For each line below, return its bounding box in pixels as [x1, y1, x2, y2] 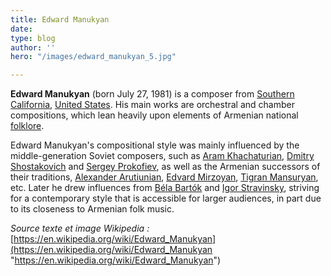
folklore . [10, 120, 45, 132]
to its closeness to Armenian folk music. [10, 203, 175, 215]
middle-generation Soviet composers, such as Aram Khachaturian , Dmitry [10, 150, 315, 162]
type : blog [10, 33, 56, 43]
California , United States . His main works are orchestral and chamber [10, 99, 295, 111]
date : [10, 24, 33, 34]
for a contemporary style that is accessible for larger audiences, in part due [10, 192, 322, 205]
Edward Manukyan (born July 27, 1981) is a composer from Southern [10, 88, 295, 100]
